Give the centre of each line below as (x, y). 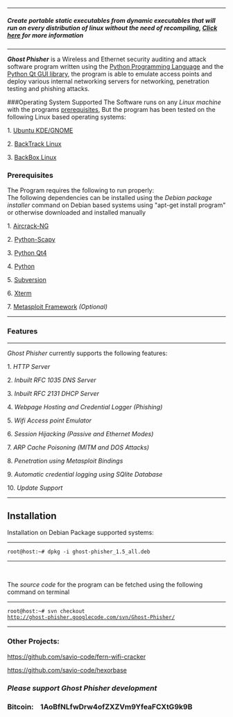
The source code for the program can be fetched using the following (105, 585)
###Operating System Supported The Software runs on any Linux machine (114, 102)
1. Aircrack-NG (28, 226)
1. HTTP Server (29, 366)
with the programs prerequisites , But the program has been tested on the (112, 109)
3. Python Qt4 (27, 253)
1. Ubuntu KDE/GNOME (40, 130)
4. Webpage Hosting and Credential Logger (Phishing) (85, 406)
